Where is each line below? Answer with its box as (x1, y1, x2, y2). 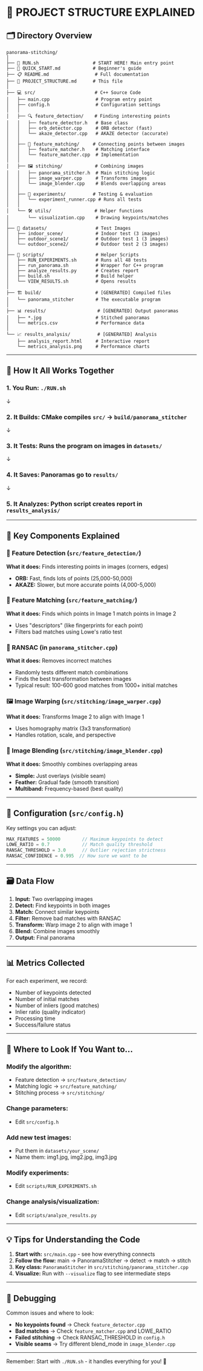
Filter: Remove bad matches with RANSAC (14, 914, 121, 922)
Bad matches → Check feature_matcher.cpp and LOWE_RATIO (14, 1327, 172, 1335)
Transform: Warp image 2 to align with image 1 (14, 921, 132, 928)
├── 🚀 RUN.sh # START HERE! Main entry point (6, 60, 174, 66)
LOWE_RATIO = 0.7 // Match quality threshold (6, 842, 153, 848)
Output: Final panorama (14, 934, 76, 941)
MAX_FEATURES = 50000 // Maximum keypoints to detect (6, 836, 164, 842)
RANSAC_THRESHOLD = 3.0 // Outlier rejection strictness (6, 847, 166, 854)
